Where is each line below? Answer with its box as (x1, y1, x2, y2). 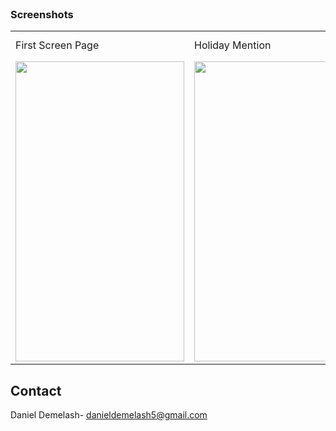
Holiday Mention (194, 38, 272, 52)
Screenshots (10, 7, 74, 21)
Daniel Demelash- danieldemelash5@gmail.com (10, 409, 208, 421)
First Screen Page (15, 38, 100, 52)
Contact (10, 382, 62, 399)
